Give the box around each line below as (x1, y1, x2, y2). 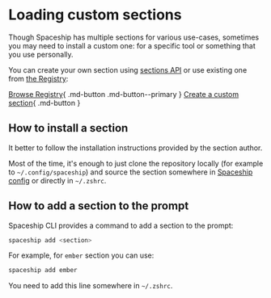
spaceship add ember (8, 267, 78, 275)
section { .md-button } (8, 98, 81, 107)
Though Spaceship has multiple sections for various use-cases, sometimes (8, 32, 260, 42)
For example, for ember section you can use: (8, 250, 155, 260)
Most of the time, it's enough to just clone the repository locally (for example (8, 158, 264, 168)
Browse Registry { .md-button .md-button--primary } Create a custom (8, 89, 239, 99)
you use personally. (8, 49, 74, 59)
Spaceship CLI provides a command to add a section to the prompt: (8, 220, 234, 230)
